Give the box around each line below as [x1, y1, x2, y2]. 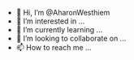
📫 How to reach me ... [15, 43, 92, 52]
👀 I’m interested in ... [15, 16, 85, 26]
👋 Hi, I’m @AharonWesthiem [15, 8, 110, 17]
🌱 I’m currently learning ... [15, 25, 103, 34]
